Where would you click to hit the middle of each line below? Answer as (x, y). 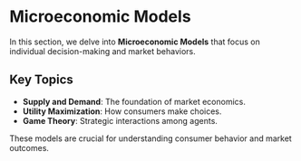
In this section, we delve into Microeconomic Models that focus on (135, 42)
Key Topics (42, 80)
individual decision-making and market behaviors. (103, 51)
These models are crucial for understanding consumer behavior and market (150, 138)
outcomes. (29, 147)
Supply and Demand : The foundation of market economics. (134, 101)
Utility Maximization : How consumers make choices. (122, 111)
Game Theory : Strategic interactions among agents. (120, 120)
